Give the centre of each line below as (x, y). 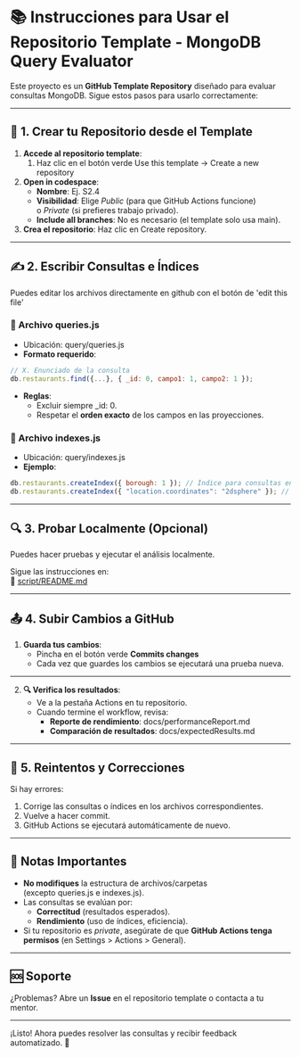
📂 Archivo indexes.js (56, 438)
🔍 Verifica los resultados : (72, 690)
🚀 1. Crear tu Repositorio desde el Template (131, 132)
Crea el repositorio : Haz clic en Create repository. (115, 229)
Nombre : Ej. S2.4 (68, 191)
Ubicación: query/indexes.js (74, 457)
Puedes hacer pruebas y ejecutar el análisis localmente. (113, 555)
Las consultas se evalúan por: (77, 902)
